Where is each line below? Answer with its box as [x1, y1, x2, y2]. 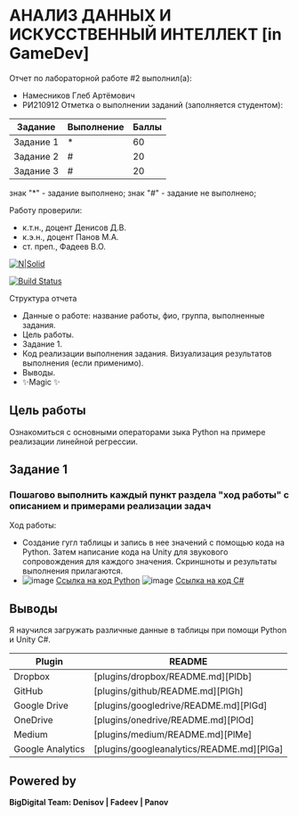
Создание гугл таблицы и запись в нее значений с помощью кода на [21, 537, 285, 548]
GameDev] [9, 44, 90, 63]
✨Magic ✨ [21, 376, 60, 387]
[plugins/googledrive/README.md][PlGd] [93, 699, 268, 712]
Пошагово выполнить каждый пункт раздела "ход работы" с [9, 489, 289, 501]
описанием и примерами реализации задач [9, 500, 212, 513]
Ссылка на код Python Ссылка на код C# [56, 575, 245, 586]
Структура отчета [9, 293, 77, 303]
